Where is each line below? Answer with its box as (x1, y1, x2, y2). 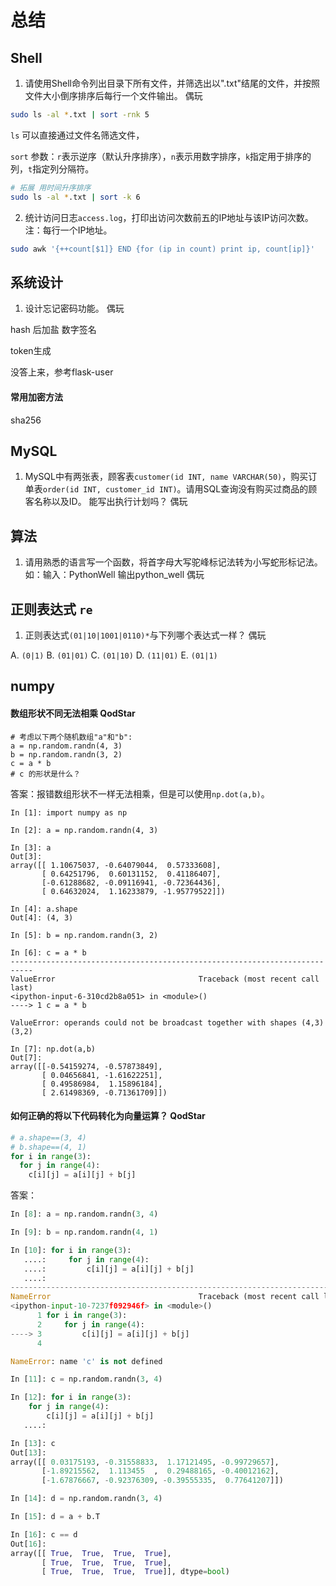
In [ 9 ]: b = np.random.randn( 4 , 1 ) (10, 1227, 159, 1237)
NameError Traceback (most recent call (10, 1292, 320, 1302)
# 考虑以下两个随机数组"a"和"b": (10, 732, 133, 742)
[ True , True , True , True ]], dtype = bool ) (41, 1567, 230, 1577)
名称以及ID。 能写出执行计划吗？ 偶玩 (33, 496, 188, 508)
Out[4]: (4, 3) (10, 912, 74, 923)
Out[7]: (10, 1052, 43, 1063)
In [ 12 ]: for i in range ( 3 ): (10, 1392, 132, 1403)
